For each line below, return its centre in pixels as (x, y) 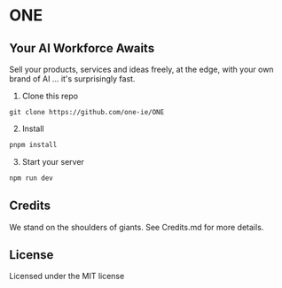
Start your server (53, 161)
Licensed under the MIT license (67, 276)
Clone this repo (50, 96)
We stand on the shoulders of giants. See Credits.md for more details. (137, 227)
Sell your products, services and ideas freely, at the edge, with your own (141, 69)
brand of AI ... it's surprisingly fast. (72, 79)
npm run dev (31, 178)
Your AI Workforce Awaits (82, 48)
